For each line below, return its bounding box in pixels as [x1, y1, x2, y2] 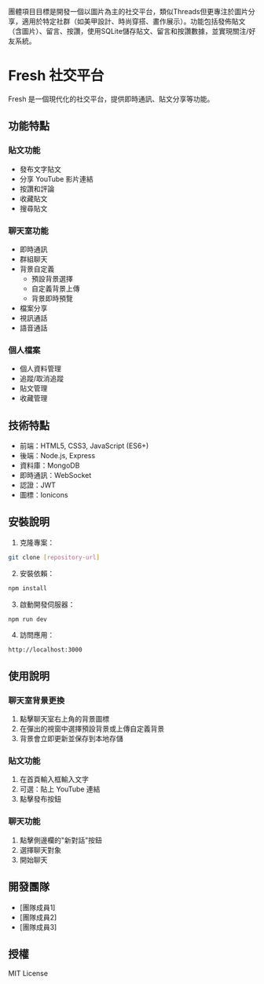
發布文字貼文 [19, 164, 61, 174]
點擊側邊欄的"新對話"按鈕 [19, 835, 102, 845]
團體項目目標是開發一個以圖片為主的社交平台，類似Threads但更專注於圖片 [8, 7, 249, 16]
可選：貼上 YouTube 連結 [19, 784, 101, 794]
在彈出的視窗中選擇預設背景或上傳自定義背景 [19, 724, 165, 733]
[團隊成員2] [19, 912, 57, 922]
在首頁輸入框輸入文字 [19, 775, 89, 784]
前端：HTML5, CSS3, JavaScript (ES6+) [19, 441, 149, 450]
